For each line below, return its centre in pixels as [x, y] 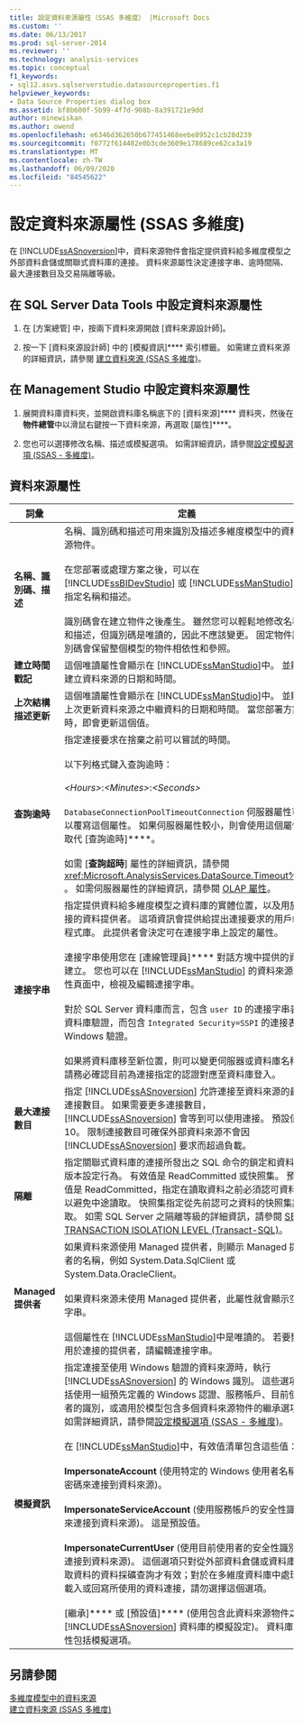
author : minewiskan [46, 118]
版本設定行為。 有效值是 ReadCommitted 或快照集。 [174, 1176]
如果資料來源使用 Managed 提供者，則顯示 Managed [175, 1247]
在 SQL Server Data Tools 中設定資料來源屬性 [136, 304]
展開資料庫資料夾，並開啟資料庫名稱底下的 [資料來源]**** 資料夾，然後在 [158, 413]
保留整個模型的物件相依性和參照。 [164, 648]
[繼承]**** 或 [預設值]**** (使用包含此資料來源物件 [177, 1613]
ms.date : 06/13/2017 [48, 34]
